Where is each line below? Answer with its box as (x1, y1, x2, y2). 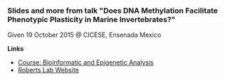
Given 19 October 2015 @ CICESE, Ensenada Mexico (7, 31, 162, 39)
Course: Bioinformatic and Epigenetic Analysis (17, 58, 155, 67)
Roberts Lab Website (17, 66, 80, 75)
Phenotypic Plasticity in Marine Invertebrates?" (7, 14, 176, 24)
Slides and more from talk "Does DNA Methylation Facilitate (7, 6, 219, 16)
